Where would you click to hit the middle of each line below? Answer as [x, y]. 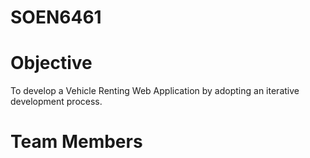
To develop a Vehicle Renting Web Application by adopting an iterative [155, 91]
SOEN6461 [56, 17]
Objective [51, 63]
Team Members [76, 142]
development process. [56, 102]
